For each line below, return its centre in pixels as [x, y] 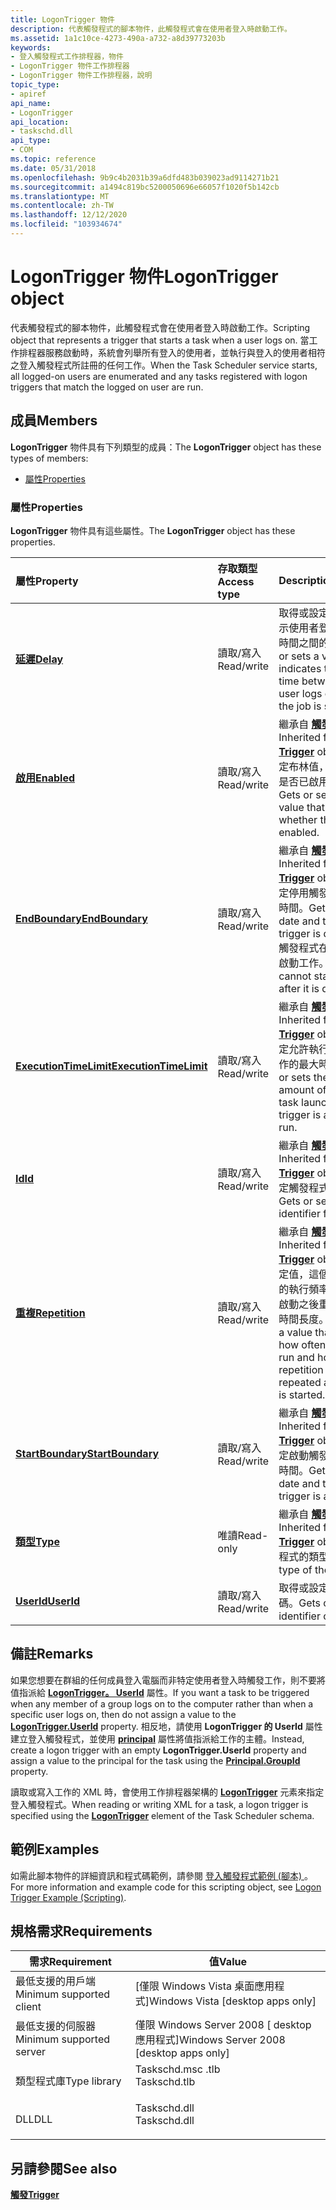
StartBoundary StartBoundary [87, 1453]
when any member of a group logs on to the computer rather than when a [162, 1703]
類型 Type [37, 1541]
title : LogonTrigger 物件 [62, 19]
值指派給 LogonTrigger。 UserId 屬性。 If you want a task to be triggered [160, 1692]
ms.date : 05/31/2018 [53, 168]
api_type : [31, 141]
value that [301, 807]
